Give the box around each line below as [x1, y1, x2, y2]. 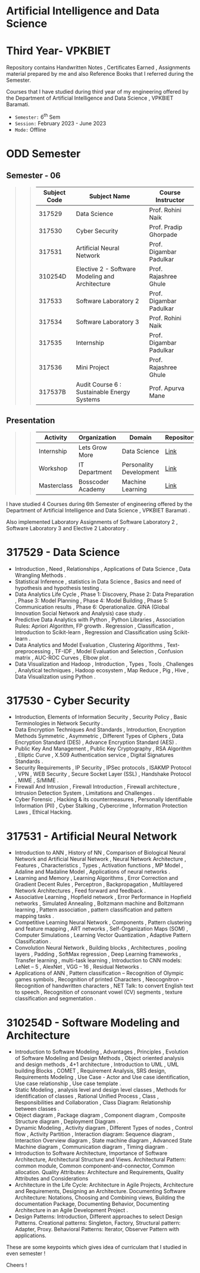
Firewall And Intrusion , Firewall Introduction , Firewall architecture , [14, 783, 180, 790]
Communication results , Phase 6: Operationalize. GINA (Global [14, 603, 170, 610]
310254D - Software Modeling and [6, 1016, 180, 1030]
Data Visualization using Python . [14, 673, 96, 680]
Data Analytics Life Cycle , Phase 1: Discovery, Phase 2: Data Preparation [14, 591, 194, 598]
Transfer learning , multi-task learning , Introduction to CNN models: [14, 957, 182, 964]
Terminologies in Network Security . [14, 720, 103, 727]
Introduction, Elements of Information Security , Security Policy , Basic [14, 713, 187, 721]
